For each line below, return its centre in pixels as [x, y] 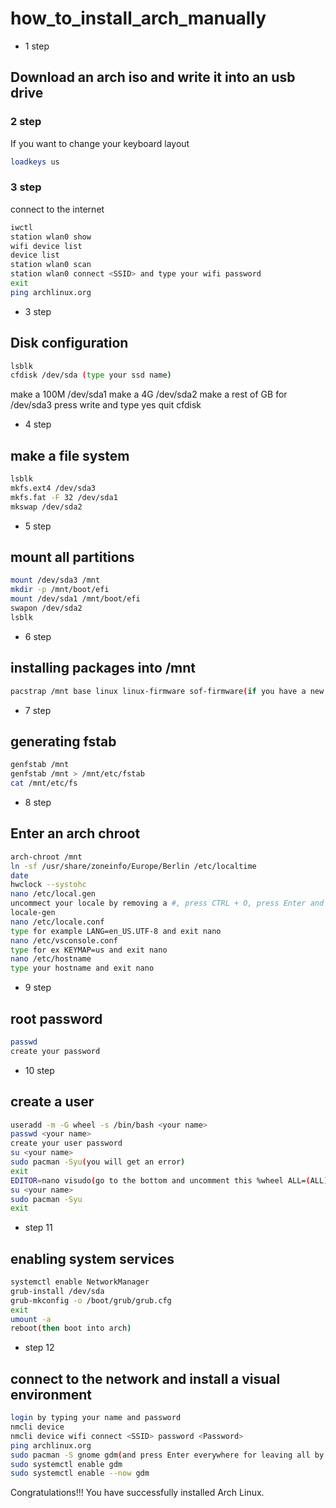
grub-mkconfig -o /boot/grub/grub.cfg [91, 1300]
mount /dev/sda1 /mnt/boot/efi [75, 599]
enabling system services [92, 1258]
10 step [39, 1070]
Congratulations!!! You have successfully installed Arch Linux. [137, 1493]
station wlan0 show [51, 237]
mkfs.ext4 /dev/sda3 [53, 488]
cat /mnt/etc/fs [44, 783]
